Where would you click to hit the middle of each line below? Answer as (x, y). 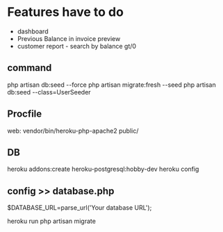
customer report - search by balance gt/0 (77, 46)
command (30, 68)
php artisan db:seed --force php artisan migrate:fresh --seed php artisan (112, 85)
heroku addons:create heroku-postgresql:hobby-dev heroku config (103, 169)
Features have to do (65, 12)
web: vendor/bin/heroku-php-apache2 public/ (73, 131)
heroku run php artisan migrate (51, 221)
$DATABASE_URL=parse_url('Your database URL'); (80, 208)
